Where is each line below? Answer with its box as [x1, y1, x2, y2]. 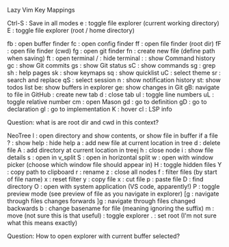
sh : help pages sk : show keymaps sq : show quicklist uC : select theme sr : [7, 68, 221, 77]
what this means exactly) [7, 219, 78, 226]
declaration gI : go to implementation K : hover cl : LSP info [7, 105, 172, 113]
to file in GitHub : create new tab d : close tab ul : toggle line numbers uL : [7, 90, 214, 99]
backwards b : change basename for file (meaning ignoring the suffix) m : [7, 205, 215, 212]
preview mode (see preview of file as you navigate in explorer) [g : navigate [7, 190, 220, 198]
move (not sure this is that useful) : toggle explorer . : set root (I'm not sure [7, 211, 217, 220]
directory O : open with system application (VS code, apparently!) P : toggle [7, 183, 220, 190]
